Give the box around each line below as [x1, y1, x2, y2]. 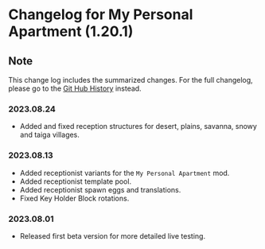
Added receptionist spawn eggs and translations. [19, 185, 181, 194]
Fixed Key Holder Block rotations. [19, 193, 130, 203]
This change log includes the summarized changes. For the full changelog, [8, 76, 253, 84]
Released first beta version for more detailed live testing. [19, 231, 205, 240]
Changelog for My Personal [8, 6, 193, 24]
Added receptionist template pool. [19, 177, 132, 186]
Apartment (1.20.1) [8, 22, 134, 41]
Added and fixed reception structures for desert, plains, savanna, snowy [19, 122, 257, 131]
